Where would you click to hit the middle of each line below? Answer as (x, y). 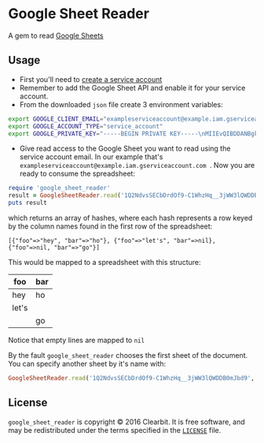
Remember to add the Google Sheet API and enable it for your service (132, 87)
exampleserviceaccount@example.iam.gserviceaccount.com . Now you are (137, 166)
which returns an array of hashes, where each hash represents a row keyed (130, 218)
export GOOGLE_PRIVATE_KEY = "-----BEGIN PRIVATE (88, 134)
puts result (27, 203)
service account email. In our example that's (91, 157)
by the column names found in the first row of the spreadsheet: (110, 226)
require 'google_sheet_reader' (59, 188)
